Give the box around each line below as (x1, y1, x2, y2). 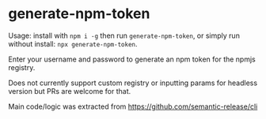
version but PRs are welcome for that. (8, 86, 131, 95)
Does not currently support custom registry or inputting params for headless (8, 78, 258, 87)
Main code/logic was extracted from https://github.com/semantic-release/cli (8, 102, 258, 111)
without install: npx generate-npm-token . (8, 39, 138, 48)
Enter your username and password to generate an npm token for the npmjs (8, 54, 256, 64)
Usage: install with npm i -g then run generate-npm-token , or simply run (8, 31, 240, 40)
